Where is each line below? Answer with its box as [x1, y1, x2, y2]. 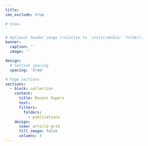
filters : [18, 105, 38, 110]
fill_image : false [18, 129, 58, 134]
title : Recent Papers [18, 96, 65, 101]
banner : [5, 40, 22, 45]
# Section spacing [10, 63, 49, 68]
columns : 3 [18, 133, 42, 138]
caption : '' [10, 44, 35, 50]
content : [14, 91, 33, 96]
